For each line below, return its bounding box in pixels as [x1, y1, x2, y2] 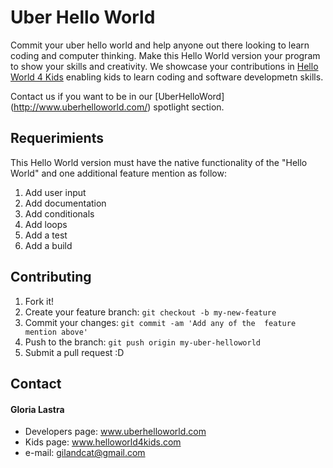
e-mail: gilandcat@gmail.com [24, 447, 146, 459]
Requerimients [10, 130, 104, 147]
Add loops [24, 218, 68, 230]
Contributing [10, 269, 92, 286]
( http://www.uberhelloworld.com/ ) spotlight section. [10, 101, 225, 113]
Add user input [24, 186, 87, 198]
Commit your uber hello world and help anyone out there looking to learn [10, 39, 310, 51]
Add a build [24, 239, 73, 251]
